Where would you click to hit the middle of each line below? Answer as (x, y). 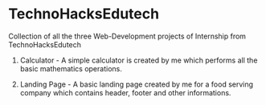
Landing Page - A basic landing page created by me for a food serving (137, 84)
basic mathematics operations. (71, 68)
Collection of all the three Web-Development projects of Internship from (127, 36)
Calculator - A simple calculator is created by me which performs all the (139, 60)
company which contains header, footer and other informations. (125, 92)
